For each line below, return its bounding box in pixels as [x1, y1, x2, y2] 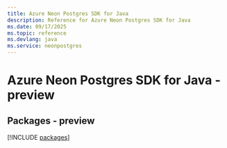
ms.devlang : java [7, 36, 58, 43]
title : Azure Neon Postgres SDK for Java [7, 10, 129, 17]
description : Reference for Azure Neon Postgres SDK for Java [7, 17, 191, 24]
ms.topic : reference [7, 29, 67, 37]
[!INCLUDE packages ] [7, 133, 70, 141]
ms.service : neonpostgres [7, 42, 82, 49]
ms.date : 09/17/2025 [7, 23, 67, 30]
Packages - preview [7, 115, 95, 126]
